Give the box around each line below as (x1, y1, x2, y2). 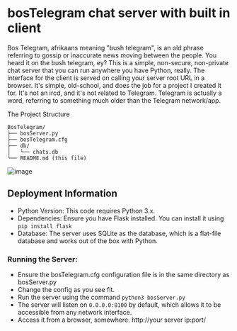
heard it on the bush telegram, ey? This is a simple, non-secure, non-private (7, 58, 229, 67)
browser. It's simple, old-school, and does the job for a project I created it (7, 81, 221, 89)
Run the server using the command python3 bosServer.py (17, 293, 185, 302)
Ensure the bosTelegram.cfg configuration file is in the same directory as (17, 271, 230, 279)
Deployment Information (7, 188, 118, 200)
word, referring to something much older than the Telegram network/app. (7, 96, 221, 104)
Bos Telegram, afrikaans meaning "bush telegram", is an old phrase (7, 43, 204, 52)
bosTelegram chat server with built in (7, 5, 231, 21)
